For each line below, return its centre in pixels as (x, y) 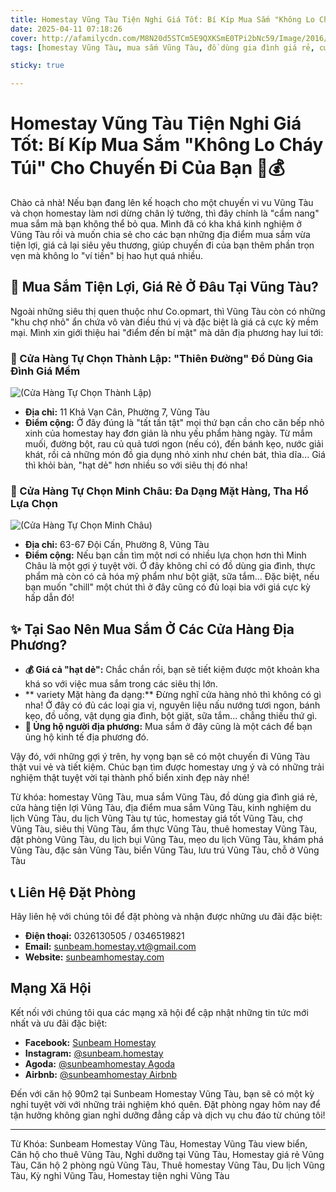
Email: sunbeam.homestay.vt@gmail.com (110, 947)
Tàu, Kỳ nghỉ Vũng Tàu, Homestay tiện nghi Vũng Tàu (120, 1175)
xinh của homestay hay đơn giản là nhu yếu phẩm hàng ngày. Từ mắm (168, 433)
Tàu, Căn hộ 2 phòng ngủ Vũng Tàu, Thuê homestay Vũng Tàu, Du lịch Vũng (167, 1165)
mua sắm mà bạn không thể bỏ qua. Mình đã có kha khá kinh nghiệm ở (156, 224)
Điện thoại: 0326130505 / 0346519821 (104, 936)
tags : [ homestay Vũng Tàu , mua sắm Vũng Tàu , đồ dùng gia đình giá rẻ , (162, 47)
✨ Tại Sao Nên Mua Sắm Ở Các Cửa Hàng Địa (152, 629)
